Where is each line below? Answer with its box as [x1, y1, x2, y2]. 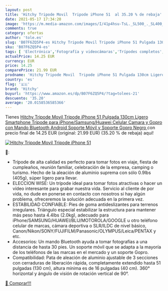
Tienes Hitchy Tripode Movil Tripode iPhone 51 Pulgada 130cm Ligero [5, 114, 148, 120]
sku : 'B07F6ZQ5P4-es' [5, 44, 50, 49]
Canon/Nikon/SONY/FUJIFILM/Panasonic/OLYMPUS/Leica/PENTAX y [12, 228, 156, 234]
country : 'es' [5, 77, 35, 82]
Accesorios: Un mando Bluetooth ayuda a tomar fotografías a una [12, 238, 147, 245]
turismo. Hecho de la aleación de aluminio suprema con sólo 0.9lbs [12, 169, 151, 175]
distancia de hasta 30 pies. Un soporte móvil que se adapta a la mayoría [12, 244, 161, 250]
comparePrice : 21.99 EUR [5, 68, 57, 73]
